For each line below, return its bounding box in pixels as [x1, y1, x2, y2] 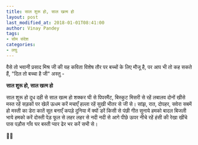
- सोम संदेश [6, 36, 28, 42]
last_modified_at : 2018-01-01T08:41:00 [6, 20, 105, 25]
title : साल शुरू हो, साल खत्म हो [6, 8, 74, 15]
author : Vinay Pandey [6, 25, 60, 31]
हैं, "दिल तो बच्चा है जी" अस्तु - [6, 70, 65, 77]
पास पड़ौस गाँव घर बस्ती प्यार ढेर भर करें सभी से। [6, 120, 98, 127]
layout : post [6, 14, 39, 20]
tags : [6, 31, 20, 37]
